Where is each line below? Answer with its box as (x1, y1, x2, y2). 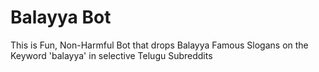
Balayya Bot (10, 6, 112, 29)
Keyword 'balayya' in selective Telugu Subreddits (10, 49, 213, 61)
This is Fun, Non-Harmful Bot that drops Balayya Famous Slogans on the (10, 39, 309, 51)
